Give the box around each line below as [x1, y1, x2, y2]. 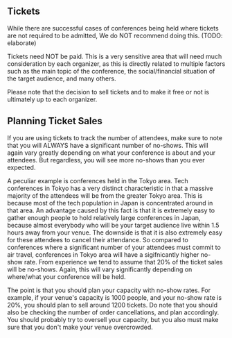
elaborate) [7, 38, 37, 47]
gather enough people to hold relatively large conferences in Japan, [7, 213, 201, 221]
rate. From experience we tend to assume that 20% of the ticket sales [24, 257, 223, 266]
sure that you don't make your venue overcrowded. [7, 323, 154, 331]
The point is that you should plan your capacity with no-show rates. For [7, 286, 211, 294]
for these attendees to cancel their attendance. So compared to [7, 235, 188, 244]
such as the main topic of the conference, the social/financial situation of [7, 67, 215, 75]
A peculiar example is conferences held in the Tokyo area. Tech [7, 176, 188, 185]
